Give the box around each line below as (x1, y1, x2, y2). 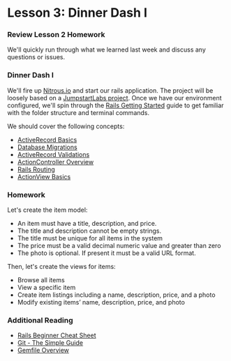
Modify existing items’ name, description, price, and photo (17, 298, 185, 307)
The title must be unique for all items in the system (17, 234, 163, 243)
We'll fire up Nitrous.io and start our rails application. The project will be (7, 86, 214, 95)
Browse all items (17, 276, 65, 284)
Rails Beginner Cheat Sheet (17, 331, 96, 339)
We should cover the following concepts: (7, 122, 125, 130)
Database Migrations (17, 143, 78, 151)
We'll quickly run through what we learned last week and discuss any (7, 45, 206, 54)
